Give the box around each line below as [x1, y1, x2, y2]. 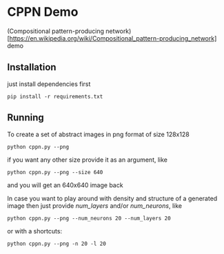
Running [7, 112, 45, 124]
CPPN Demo [7, 4, 79, 20]
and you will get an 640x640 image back [7, 180, 123, 189]
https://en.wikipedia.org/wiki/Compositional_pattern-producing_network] [9, 34, 217, 42]
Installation [7, 61, 57, 73]
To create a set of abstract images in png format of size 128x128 [7, 130, 190, 138]
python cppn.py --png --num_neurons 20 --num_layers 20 [7, 215, 171, 222]
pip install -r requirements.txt [7, 93, 103, 100]
